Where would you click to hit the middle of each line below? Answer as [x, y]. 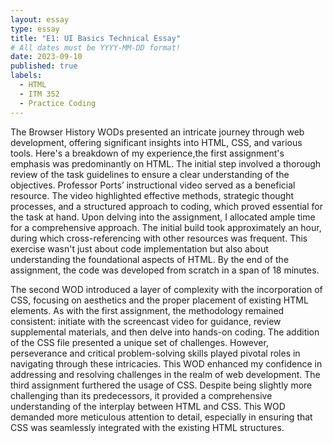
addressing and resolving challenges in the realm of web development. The [165, 374]
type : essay [35, 29]
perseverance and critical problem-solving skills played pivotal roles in [155, 353]
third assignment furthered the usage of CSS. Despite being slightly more [161, 385]
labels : [26, 76]
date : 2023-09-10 [46, 57]
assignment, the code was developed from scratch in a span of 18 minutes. [165, 270]
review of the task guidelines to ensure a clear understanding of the [150, 174]
